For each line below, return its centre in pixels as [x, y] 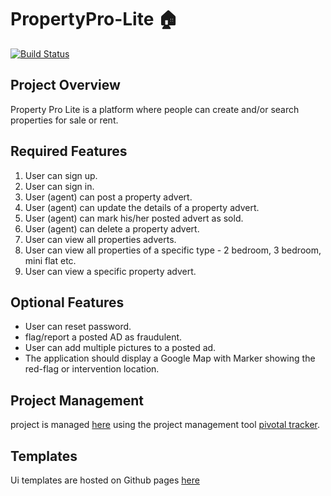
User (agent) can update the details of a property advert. [142, 207]
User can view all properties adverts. [100, 239]
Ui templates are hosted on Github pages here [105, 480]
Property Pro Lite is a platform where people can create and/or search [155, 109]
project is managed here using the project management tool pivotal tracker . [165, 425]
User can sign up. [61, 175]
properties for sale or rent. [64, 120]
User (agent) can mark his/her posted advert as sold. [134, 218]
